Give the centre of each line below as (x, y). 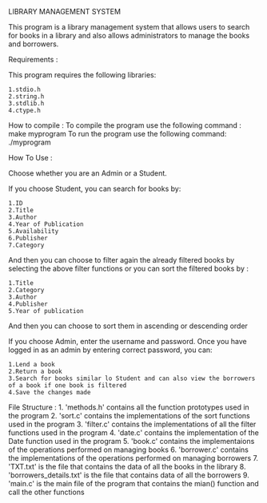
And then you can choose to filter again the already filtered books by (122, 260)
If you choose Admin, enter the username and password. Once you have (128, 341)
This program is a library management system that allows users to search (129, 27)
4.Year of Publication (46, 224)
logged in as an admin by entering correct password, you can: (111, 350)
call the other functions (47, 492)
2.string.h (26, 97)
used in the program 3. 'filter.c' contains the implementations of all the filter (132, 424)
